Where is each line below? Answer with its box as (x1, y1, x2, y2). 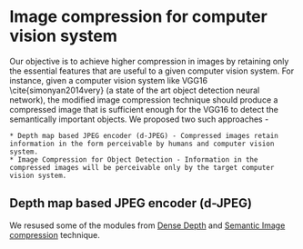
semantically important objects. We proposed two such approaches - (9, 114, 269, 124)
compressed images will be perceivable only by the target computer (9, 163, 275, 172)
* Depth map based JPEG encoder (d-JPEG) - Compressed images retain (9, 131, 279, 140)
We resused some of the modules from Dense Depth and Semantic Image (9, 220, 286, 231)
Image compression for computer (9, 6, 268, 27)
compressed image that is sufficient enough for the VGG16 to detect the (9, 104, 279, 115)
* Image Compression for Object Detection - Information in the (9, 154, 258, 164)
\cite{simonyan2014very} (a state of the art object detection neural (9, 85, 260, 95)
